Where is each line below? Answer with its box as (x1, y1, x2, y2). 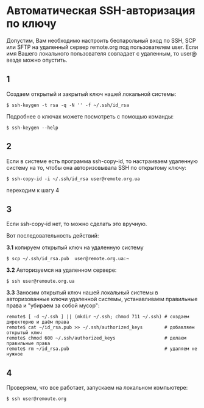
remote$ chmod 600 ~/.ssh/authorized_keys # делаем (6, 335, 187, 341)
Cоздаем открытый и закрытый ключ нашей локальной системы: (6, 90, 177, 98)
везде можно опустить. (6, 56, 68, 64)
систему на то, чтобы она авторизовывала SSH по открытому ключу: (6, 164, 187, 171)
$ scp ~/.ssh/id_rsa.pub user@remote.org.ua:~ (6, 256, 130, 262)
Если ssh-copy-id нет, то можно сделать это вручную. (6, 220, 147, 228)
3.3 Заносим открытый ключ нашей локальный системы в (6, 289, 158, 296)
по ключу (6, 16, 57, 31)
